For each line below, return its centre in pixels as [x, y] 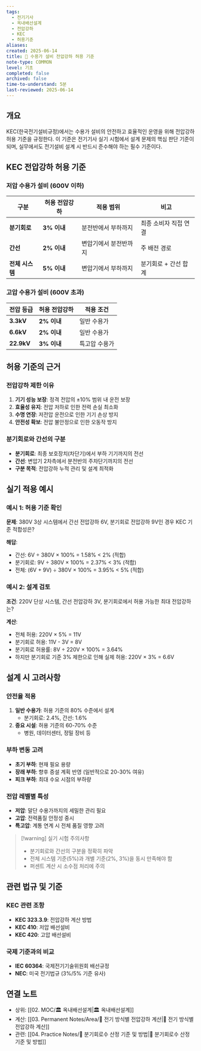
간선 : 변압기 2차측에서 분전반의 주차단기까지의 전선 [74, 461]
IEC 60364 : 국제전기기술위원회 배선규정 [62, 966]
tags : [13, 12]
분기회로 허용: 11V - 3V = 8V [48, 642]
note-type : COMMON [29, 62]
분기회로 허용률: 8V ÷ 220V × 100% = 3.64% [69, 649]
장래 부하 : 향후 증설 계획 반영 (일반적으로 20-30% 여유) [80, 772]
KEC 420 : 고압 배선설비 [43, 934]
